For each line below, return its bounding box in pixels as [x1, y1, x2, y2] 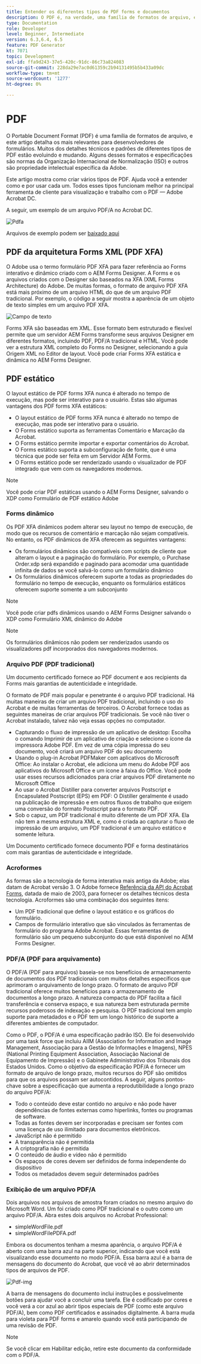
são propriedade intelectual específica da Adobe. [6, 164, 128, 171]
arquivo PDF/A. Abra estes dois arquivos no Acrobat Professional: [6, 1212, 168, 1219]
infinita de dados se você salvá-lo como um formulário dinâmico [14, 566, 173, 573]
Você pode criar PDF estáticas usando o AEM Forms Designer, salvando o [6, 488, 188, 495]
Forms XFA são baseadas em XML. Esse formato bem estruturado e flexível [6, 325, 193, 332]
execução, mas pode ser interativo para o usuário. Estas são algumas [6, 396, 178, 403]
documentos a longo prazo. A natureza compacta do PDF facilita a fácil [6, 994, 182, 1001]
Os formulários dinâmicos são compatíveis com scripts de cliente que [14, 547, 187, 555]
